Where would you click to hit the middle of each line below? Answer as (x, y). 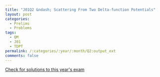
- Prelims (20, 23)
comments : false (22, 56)
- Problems (21, 28)
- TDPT (16, 46)
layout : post (19, 14)
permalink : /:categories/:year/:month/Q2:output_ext (60, 51)
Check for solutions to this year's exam (45, 70)
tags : (11, 33)
